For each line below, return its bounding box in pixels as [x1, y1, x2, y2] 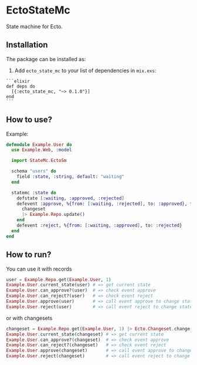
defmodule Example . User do [6, 141, 72, 147]
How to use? [6, 115, 53, 125]
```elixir [6, 78, 30, 84]
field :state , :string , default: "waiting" [16, 174, 125, 180]
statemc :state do [11, 190, 57, 195]
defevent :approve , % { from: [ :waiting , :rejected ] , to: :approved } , [16, 201, 188, 207]
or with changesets [6, 315, 53, 322]
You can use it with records [6, 265, 72, 272]
